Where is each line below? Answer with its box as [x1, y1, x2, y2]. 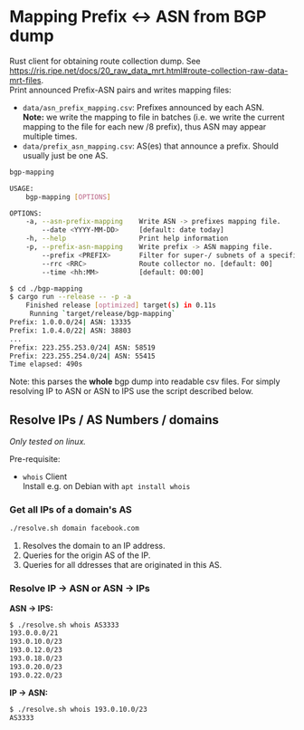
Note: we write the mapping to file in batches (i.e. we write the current [22, 111, 285, 122]
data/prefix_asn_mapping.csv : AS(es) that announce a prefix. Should [22, 140, 279, 151]
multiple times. [22, 130, 78, 141]
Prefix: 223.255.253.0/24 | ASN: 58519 [9, 342, 156, 352]
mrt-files [9, 74, 43, 85]
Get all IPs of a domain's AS [9, 504, 133, 516]
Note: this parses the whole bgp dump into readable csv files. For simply [9, 376, 280, 387]
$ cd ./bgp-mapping [9, 283, 83, 293]
